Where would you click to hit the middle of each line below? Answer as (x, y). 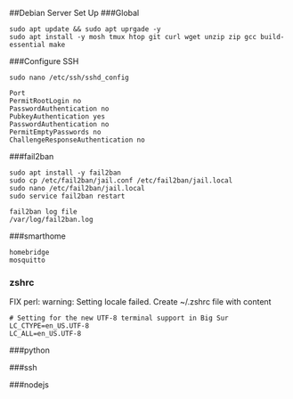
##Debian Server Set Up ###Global (74, 13)
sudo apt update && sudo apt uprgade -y (85, 29)
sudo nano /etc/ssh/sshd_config (69, 77)
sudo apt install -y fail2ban (65, 173)
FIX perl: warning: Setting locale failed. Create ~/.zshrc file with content (140, 302)
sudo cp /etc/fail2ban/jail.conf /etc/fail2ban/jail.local (121, 181)
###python (30, 350)
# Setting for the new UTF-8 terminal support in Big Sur (119, 318)
